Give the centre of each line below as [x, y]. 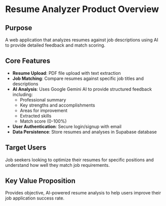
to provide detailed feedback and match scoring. [55, 45]
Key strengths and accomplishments [57, 105]
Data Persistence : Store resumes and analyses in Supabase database [84, 132]
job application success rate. [35, 198]
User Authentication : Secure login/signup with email [67, 126]
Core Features [28, 61]
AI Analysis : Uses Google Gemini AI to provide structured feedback [82, 89]
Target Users [26, 147]
